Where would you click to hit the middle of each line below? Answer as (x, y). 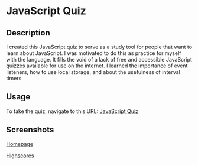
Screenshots (30, 130)
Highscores (20, 156)
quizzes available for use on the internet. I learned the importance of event (97, 66)
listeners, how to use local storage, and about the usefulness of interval (93, 72)
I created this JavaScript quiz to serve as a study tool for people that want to (99, 47)
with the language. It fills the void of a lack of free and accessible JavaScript (99, 59)
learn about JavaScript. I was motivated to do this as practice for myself (94, 53)
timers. (15, 78)
